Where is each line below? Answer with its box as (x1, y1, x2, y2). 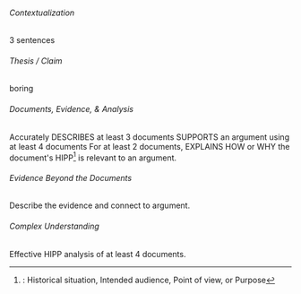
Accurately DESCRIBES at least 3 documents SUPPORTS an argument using (9, 131, 289, 143)
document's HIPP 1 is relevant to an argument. (9, 151, 177, 163)
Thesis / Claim (9, 55, 63, 66)
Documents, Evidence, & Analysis (9, 104, 134, 114)
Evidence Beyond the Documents (9, 172, 133, 183)
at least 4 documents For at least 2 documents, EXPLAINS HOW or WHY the (9, 141, 290, 151)
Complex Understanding (9, 220, 100, 232)
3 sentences (9, 35, 56, 46)
